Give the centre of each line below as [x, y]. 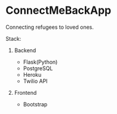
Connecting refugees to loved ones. [50, 27]
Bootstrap [35, 104]
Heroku [32, 74]
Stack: [13, 38]
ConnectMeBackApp [59, 10]
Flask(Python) [40, 62]
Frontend [25, 92]
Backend [25, 50]
